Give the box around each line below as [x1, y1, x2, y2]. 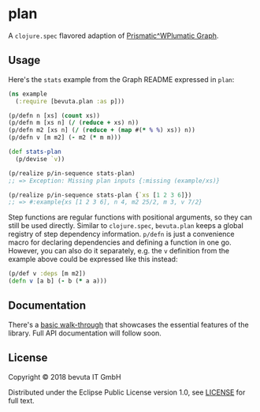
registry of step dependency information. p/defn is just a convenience [8, 230, 235, 239]
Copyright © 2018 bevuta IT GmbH [8, 372, 121, 381]
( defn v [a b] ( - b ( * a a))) [8, 277, 108, 285]
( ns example [8, 90, 47, 98]
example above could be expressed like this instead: [8, 254, 178, 264]
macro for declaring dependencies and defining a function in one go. [8, 238, 232, 247]
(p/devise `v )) [15, 155, 65, 163]
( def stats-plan [8, 148, 61, 155]
